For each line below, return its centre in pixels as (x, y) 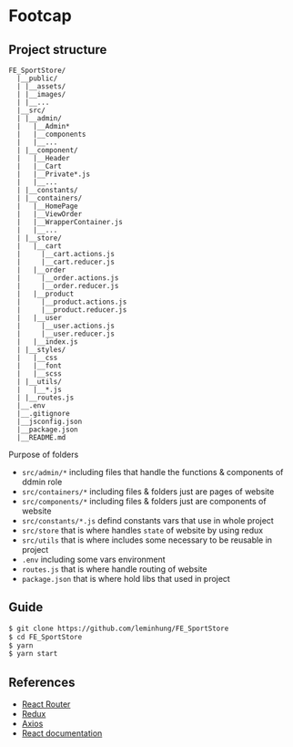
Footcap (40, 16)
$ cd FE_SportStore (45, 637)
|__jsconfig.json (50, 421)
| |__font (40, 366)
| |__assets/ (41, 87)
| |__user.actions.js (66, 326)
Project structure (58, 50)
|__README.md (41, 438)
